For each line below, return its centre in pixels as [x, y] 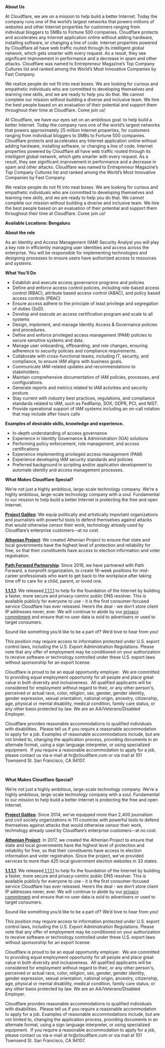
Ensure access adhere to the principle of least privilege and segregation [85, 303]
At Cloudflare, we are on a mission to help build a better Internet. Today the [81, 16]
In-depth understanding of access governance [60, 433]
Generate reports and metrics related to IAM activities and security [80, 388]
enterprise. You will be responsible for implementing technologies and [76, 253]
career [12, 576]
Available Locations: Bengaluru [38, 223]
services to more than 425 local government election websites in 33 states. [82, 861]
